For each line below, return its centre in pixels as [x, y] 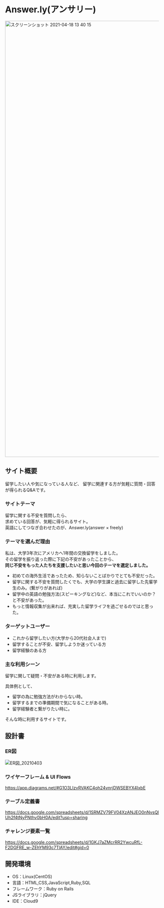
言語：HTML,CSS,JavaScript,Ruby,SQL [51, 883]
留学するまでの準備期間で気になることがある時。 [61, 702]
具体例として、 [20, 686]
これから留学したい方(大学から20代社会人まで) [59, 638]
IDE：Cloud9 [25, 901]
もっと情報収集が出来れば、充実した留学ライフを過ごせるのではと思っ [83, 606]
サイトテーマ [20, 503]
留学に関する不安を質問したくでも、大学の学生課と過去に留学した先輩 [82, 582]
